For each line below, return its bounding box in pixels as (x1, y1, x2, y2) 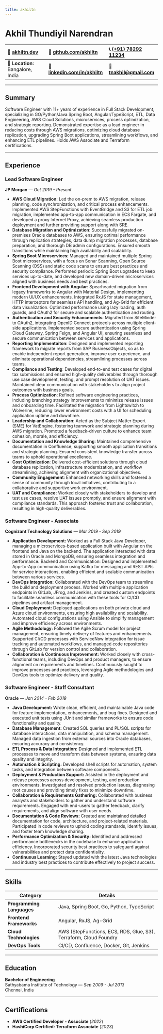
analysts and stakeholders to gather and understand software (12, 797, 135, 803)
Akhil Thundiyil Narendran (5, 28, 114, 39)
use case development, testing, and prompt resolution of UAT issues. (12, 377, 150, 382)
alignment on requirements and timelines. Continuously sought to (12, 662, 143, 668)
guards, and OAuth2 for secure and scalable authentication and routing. (12, 310, 156, 315)
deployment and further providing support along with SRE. (12, 222, 129, 228)
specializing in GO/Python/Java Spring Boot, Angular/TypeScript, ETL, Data (5, 112, 155, 117)
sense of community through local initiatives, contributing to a (12, 480, 136, 486)
